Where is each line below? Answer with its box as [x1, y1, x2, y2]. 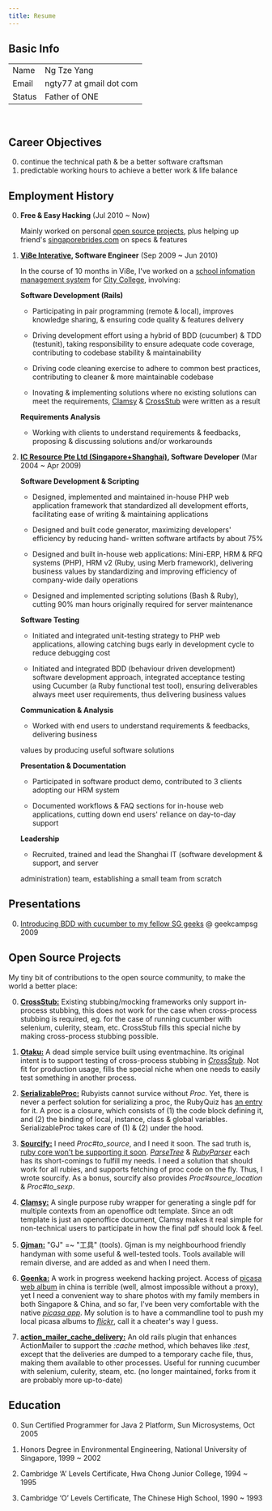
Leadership [19, 834, 60, 843]
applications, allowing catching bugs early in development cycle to [32, 639, 255, 649]
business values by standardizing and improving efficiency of [32, 566, 237, 576]
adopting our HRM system [32, 785, 120, 795]
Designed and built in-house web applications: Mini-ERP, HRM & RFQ [32, 549, 263, 559]
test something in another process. [19, 1073, 137, 1082]
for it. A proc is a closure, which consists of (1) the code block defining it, [19, 1105, 264, 1115]
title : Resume [8, 11, 57, 20]
